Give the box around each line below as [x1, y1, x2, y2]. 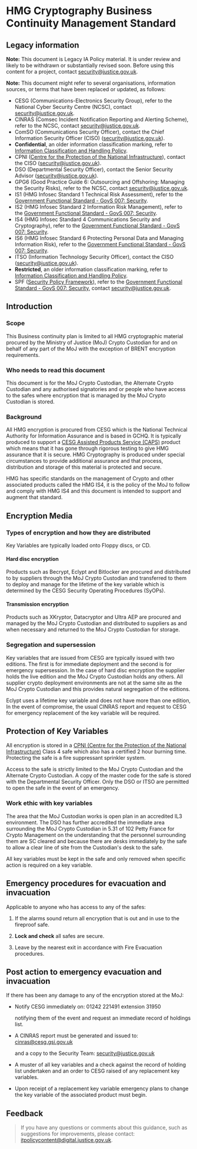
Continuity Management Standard [6, 16, 176, 30]
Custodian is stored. [6, 398, 55, 405]
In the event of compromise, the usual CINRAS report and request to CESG [6, 703, 187, 710]
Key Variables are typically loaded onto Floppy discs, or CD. [6, 542, 151, 549]
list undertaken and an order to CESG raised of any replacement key [14, 1067, 180, 1074]
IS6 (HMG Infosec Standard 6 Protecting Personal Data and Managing [14, 235, 184, 242]
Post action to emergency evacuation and [6, 967, 162, 977]
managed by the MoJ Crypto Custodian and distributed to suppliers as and [6, 620, 187, 627]
